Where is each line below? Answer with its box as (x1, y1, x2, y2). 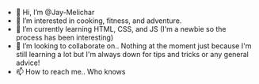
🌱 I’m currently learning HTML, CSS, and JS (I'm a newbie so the (15, 25, 227, 33)
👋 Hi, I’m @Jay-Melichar (15, 8, 95, 17)
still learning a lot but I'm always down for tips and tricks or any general (15, 50, 249, 59)
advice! (15, 58, 40, 67)
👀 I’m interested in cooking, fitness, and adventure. (15, 16, 182, 25)
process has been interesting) (15, 32, 114, 42)
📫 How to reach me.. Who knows (15, 67, 126, 76)
